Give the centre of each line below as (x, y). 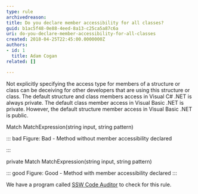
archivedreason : (26, 17)
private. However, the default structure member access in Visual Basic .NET (99, 109)
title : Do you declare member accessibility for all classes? (85, 23)
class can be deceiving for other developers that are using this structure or (98, 90)
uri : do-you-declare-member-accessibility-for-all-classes (81, 34)
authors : (17, 45)
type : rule (20, 12)
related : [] (21, 61)
